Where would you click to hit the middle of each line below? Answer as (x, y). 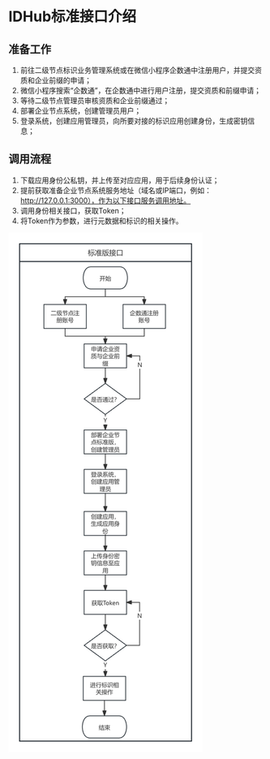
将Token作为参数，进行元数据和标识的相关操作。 (101, 221)
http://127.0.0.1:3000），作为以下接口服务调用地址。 (105, 201)
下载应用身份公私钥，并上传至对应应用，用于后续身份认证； (120, 180)
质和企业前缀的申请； (56, 80)
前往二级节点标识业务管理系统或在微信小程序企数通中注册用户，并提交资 (141, 70)
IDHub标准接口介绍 (73, 17)
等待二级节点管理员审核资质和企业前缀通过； (95, 101)
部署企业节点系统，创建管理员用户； (81, 111)
